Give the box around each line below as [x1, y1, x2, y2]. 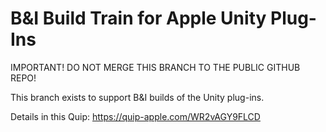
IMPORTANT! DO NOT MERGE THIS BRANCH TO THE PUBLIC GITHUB [10, 61, 301, 73]
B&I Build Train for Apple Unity [10, 7, 267, 30]
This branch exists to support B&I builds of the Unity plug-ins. [10, 91, 265, 103]
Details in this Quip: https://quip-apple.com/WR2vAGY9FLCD [10, 110, 261, 122]
